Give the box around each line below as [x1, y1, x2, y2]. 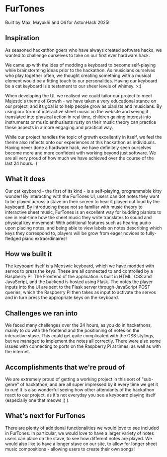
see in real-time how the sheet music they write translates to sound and [5, 214, 152, 220]
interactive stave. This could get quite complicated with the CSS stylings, [5, 333, 155, 339]
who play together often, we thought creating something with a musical [5, 73, 151, 78]
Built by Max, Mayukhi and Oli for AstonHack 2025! [5, 19, 110, 25]
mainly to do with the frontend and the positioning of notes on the [5, 327, 140, 333]
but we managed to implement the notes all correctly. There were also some [5, 338, 161, 344]
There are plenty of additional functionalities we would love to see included [5, 425, 159, 431]
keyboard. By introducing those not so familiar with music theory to [5, 204, 143, 210]
